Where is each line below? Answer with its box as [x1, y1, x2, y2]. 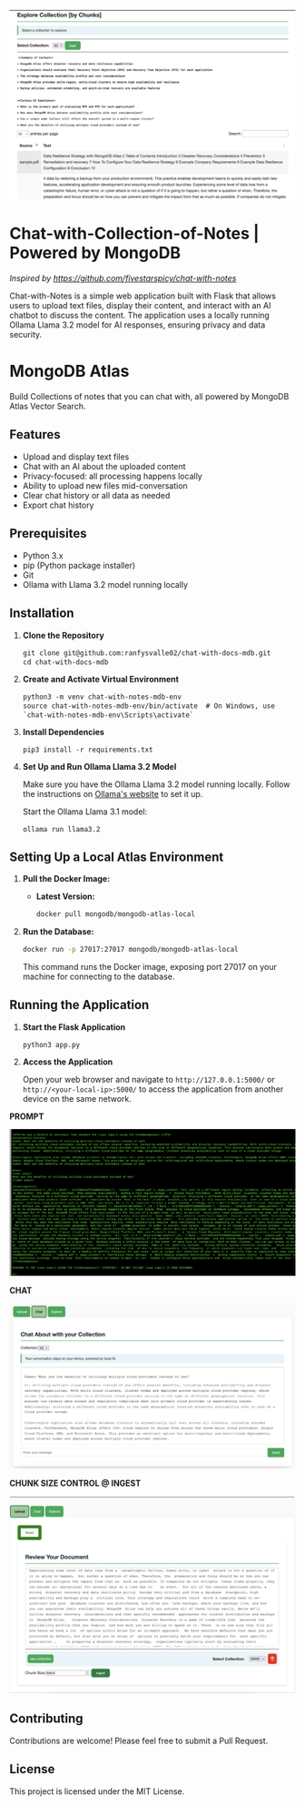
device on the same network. [22, 1093, 132, 1104]
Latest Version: [35, 891, 95, 902]
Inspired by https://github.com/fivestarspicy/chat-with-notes [9, 273, 237, 284]
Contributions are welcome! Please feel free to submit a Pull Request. [9, 1735, 269, 1746]
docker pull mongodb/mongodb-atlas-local [35, 910, 195, 919]
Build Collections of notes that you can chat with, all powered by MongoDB [9, 391, 290, 402]
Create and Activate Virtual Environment [22, 673, 180, 684]
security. [9, 329, 43, 340]
